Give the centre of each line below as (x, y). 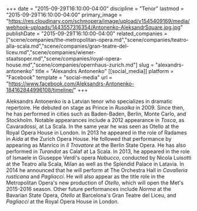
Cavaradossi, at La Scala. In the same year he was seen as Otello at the (93, 126)
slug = (147, 65)
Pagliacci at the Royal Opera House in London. (63, 202)
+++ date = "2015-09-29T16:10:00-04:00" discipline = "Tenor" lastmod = (95, 9)
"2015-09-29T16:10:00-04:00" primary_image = (64, 15)
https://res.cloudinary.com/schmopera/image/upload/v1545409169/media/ (99, 21)
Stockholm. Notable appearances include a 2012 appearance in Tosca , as (95, 120)
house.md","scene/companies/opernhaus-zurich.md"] (72, 65)
